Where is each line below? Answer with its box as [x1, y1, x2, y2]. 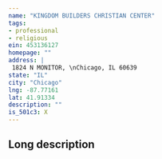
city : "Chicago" [8, 78, 62, 86]
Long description [8, 137, 95, 152]
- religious [8, 34, 48, 42]
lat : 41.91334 [8, 93, 56, 101]
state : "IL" [8, 71, 48, 79]
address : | [8, 57, 45, 65]
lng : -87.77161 [8, 85, 59, 94]
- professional [8, 26, 59, 34]
